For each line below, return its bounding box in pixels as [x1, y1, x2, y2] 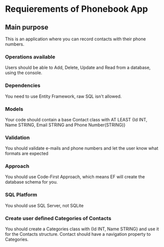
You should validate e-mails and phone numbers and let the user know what [5, 145, 159, 151]
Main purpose [5, 23, 48, 31]
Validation [5, 134, 30, 141]
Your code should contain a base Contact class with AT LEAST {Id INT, [5, 116, 148, 122]
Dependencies [5, 82, 41, 89]
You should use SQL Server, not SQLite [5, 202, 84, 208]
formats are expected [5, 151, 48, 157]
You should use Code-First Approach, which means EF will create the [5, 174, 145, 180]
